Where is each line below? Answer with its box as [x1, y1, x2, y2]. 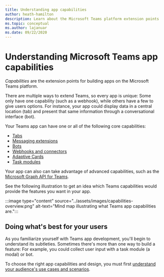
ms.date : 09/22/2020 [5, 30, 48, 35]
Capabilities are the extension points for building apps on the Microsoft [5, 78, 149, 84]
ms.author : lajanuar [5, 26, 48, 31]
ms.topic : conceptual [5, 21, 50, 26]
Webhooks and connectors [12, 148, 67, 154]
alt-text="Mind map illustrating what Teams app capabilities [35, 203, 156, 209]
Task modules [12, 158, 41, 165]
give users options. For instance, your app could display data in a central [5, 103, 152, 109]
